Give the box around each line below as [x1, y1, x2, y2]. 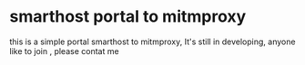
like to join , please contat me [9, 45, 120, 56]
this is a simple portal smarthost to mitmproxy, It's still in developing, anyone [9, 36, 296, 47]
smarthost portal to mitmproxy [9, 6, 247, 27]
